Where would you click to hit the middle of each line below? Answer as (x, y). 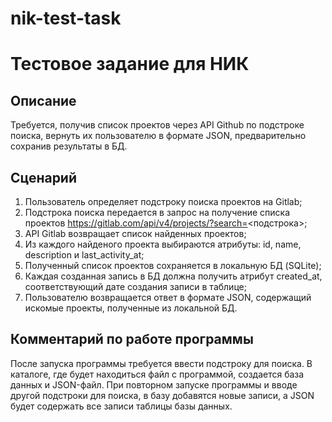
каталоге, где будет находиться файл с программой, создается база (157, 374)
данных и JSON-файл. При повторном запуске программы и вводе (154, 384)
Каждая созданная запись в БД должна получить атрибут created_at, (173, 276)
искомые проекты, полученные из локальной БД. (131, 308)
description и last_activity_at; (84, 255)
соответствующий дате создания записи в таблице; (135, 286)
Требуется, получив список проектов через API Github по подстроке (157, 125)
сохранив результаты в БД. (69, 146)
